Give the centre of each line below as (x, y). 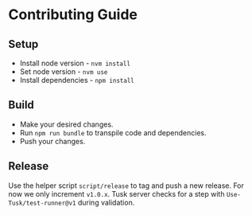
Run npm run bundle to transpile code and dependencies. (113, 132)
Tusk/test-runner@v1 (43, 203)
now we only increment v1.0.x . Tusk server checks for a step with (116, 193)
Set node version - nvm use (64, 72)
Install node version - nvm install (75, 63)
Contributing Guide (73, 15)
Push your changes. (52, 141)
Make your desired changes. (66, 124)
